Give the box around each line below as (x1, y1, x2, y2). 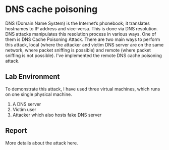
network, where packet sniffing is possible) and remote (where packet (5, 47, 151, 53)
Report (5, 126, 27, 135)
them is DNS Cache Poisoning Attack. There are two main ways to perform (5, 36, 160, 42)
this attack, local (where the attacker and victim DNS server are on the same (5, 41, 164, 47)
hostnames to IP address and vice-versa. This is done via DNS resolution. (5, 25, 158, 31)
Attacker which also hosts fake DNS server (12, 112, 102, 118)
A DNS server (12, 101, 41, 107)
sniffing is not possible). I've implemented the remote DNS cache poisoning (5, 52, 162, 59)
